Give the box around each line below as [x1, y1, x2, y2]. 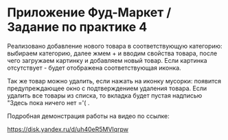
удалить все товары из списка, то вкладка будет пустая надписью [7, 91, 203, 100]
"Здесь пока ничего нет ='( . [7, 98, 90, 107]
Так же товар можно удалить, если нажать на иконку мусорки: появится [7, 76, 222, 85]
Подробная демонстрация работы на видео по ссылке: [7, 111, 170, 120]
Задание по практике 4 [7, 19, 148, 35]
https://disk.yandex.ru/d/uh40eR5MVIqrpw [7, 125, 129, 133]
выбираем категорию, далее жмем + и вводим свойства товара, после [7, 49, 218, 57]
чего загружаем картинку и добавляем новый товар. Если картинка [7, 56, 207, 64]
